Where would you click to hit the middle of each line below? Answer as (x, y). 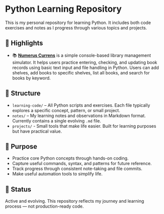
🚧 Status (18, 189)
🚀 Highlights (24, 43)
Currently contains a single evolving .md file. (57, 120)
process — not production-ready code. (45, 206)
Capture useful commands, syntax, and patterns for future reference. (82, 164)
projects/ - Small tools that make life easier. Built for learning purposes (84, 126)
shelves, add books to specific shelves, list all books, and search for (81, 72)
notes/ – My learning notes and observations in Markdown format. (79, 116)
